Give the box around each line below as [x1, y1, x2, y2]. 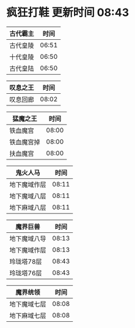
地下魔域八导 [9, 234, 47, 243]
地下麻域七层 [9, 311, 47, 319]
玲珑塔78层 [9, 257, 42, 265]
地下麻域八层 [9, 203, 47, 212]
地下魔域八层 [9, 191, 47, 200]
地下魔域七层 [9, 300, 47, 308]
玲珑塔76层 [9, 269, 42, 277]
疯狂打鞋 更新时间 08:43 [6, 6, 130, 20]
